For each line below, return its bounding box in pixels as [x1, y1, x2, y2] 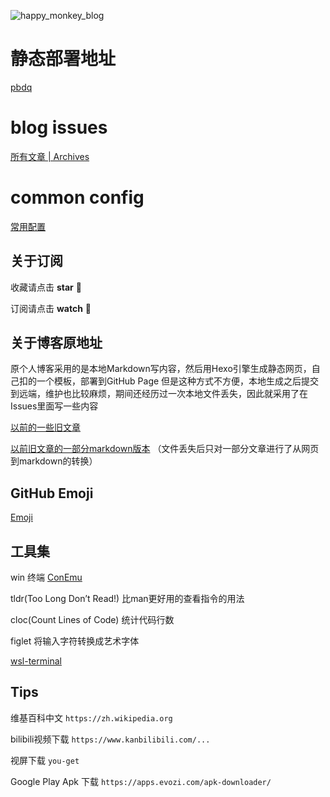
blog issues [10, 116, 108, 139]
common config [10, 186, 145, 209]
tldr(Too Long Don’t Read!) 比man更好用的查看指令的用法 [10, 593, 245, 605]
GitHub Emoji [10, 485, 94, 502]
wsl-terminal [10, 655, 62, 667]
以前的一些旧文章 [10, 421, 81, 434]
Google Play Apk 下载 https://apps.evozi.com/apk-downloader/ [10, 775, 272, 787]
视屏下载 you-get [10, 754, 80, 766]
